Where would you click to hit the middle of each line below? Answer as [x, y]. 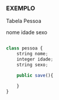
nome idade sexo [27, 32]
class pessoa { [25, 48]
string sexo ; [32, 65]
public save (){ [35, 75]
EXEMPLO [21, 8]
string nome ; [32, 54]
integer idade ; [35, 59]
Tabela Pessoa [24, 21]
